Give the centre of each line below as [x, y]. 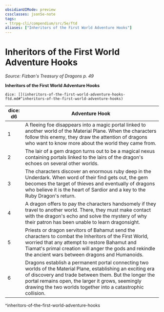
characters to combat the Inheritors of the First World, [87, 237]
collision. [35, 293]
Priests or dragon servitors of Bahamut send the [80, 230]
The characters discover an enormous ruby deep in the [88, 171]
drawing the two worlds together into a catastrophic [84, 287]
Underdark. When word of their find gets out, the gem [86, 178]
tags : [10, 19]
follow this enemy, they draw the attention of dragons [86, 137]
